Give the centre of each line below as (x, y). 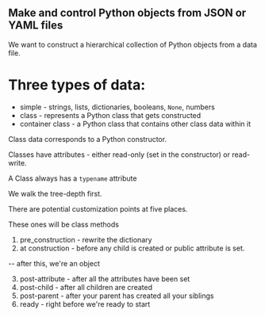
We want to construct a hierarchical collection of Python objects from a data (133, 44)
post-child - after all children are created (86, 287)
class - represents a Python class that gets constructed (110, 115)
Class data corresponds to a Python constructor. (88, 139)
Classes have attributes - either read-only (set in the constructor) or (119, 155)
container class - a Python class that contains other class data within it (135, 124)
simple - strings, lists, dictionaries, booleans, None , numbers (117, 107)
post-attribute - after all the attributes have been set (105, 279)
